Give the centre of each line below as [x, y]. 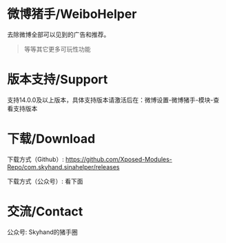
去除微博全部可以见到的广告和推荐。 [59, 34]
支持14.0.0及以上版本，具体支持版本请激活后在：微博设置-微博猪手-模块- [110, 100]
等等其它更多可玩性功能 [57, 49]
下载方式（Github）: [35, 159]
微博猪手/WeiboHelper [72, 14]
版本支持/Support [58, 80]
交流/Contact [45, 211]
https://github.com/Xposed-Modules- [119, 159]
